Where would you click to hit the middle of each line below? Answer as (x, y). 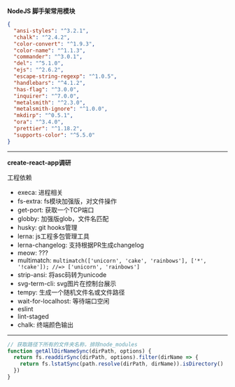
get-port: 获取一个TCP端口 (56, 210)
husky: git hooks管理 (47, 227)
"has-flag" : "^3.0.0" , (47, 89)
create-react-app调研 (39, 162)
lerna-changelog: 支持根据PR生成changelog (81, 245)
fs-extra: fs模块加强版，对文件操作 (67, 201)
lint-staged (33, 316)
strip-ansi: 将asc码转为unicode (62, 274)
